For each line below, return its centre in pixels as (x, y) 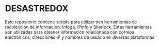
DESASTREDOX (37, 8)
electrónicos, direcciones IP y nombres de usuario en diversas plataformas (80, 37)
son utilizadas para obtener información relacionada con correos (70, 32)
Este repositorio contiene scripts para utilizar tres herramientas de (71, 22)
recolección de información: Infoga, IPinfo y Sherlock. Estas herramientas (79, 27)
